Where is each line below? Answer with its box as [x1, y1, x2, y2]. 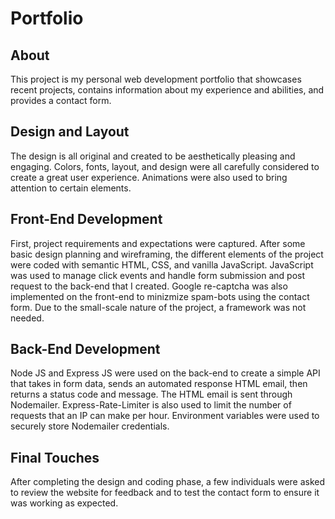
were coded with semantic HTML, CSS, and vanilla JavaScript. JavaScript [10, 258, 314, 271]
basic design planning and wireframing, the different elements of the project [10, 248, 324, 260]
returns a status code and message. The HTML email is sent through [10, 388, 293, 401]
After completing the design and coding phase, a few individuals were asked [10, 476, 326, 488]
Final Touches [10, 449, 100, 466]
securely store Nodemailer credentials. [10, 420, 170, 432]
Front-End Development [10, 211, 163, 228]
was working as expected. [10, 497, 119, 509]
